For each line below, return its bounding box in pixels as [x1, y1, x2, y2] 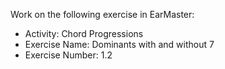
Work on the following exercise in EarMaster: [10, 9, 195, 20]
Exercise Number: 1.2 [24, 49, 113, 61]
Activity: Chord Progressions [24, 28, 144, 39]
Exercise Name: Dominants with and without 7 [24, 39, 215, 50]
